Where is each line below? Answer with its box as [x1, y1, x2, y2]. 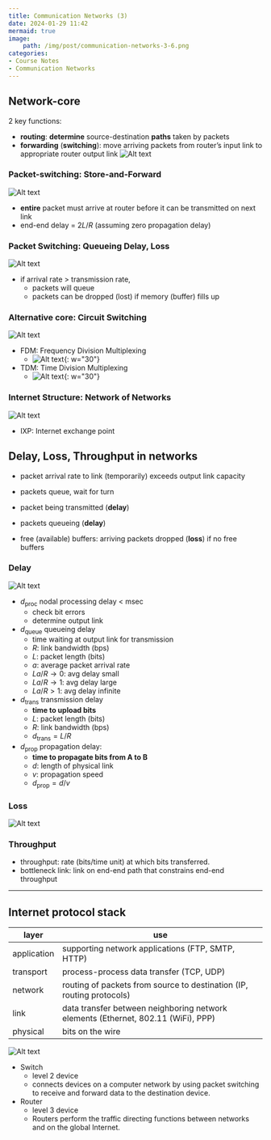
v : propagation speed [31, 769, 103, 779]
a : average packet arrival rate [31, 660, 131, 670]
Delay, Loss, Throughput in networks [8, 450, 198, 464]
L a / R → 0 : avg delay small [31, 669, 119, 679]
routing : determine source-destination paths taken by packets [19, 131, 230, 142]
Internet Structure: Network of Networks [8, 392, 172, 403]
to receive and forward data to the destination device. [31, 1088, 211, 1098]
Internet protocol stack [8, 905, 127, 919]
